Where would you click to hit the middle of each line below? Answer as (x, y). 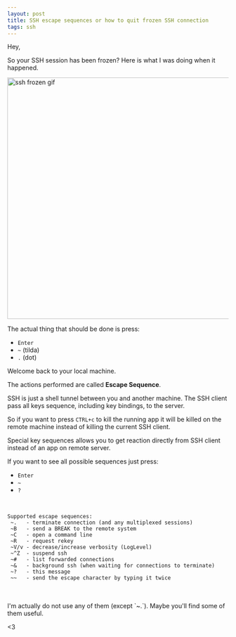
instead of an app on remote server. (59, 448)
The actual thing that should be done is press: (74, 329)
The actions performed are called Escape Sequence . (84, 385)
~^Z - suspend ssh (39, 553)
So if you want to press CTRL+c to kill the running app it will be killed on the (114, 419)
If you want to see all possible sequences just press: (83, 461)
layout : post (26, 14)
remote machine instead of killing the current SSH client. (89, 427)
